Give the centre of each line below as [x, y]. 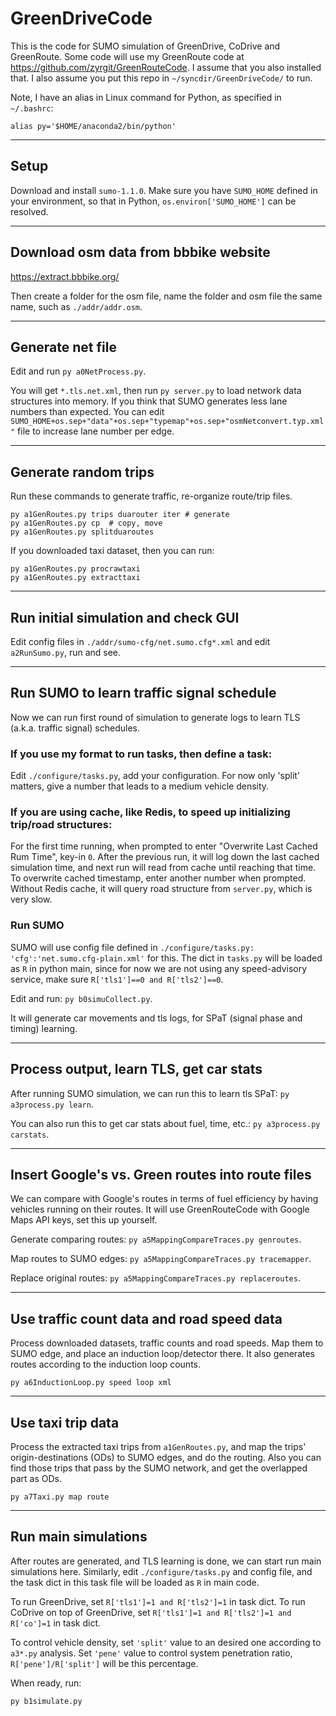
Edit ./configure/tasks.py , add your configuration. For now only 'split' [155, 776]
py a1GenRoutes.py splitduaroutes [82, 532]
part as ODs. [36, 1478]
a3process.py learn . [52, 1104]
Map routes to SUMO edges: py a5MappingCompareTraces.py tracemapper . [161, 1259]
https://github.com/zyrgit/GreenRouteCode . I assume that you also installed [166, 67]
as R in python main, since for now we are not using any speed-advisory [159, 968]
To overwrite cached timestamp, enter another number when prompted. [158, 878]
